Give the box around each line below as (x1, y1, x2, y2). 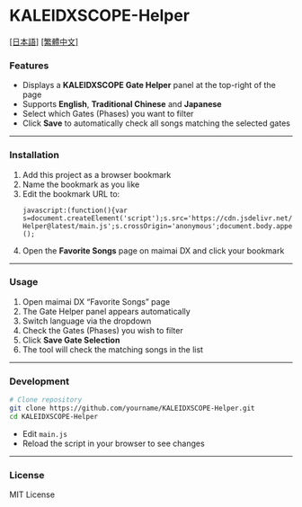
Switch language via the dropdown (22, 316, 152, 326)
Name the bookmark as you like (22, 179, 140, 190)
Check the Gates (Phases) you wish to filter (22, 325, 183, 335)
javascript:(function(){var (22, 206, 128, 215)
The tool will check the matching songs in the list (22, 343, 204, 355)
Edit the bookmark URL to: (22, 188, 120, 199)
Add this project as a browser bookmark (22, 169, 172, 180)
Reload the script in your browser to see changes (22, 438, 205, 449)
